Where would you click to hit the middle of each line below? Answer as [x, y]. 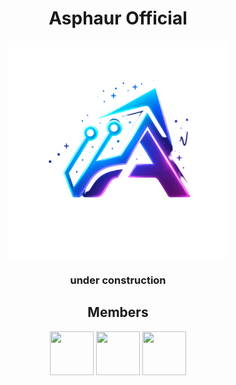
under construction [118, 280]
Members [118, 312]
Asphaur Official [118, 18]
